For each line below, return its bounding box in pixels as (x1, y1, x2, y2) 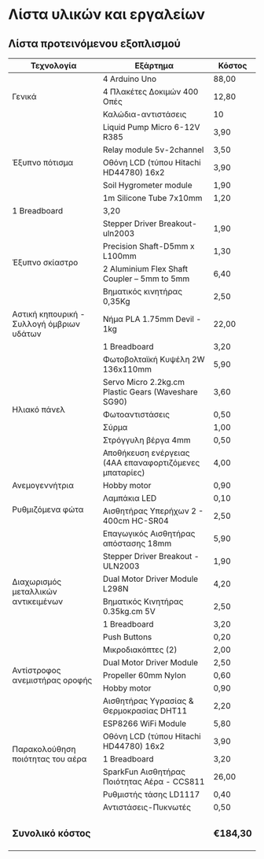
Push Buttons (102, 631, 152, 642)
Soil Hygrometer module (102, 180, 192, 191)
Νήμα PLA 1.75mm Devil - (102, 313, 202, 324)
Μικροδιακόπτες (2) (102, 644, 178, 655)
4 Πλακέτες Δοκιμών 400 (102, 87, 199, 97)
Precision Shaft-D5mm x (102, 241, 195, 251)
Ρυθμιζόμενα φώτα (12, 504, 84, 515)
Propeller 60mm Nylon (102, 670, 186, 680)
